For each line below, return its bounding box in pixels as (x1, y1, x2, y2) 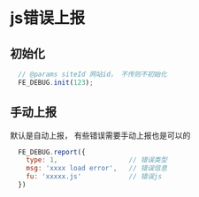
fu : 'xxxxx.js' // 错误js (26, 172, 163, 181)
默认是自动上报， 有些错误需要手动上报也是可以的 (10, 130, 191, 140)
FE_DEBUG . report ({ (18, 148, 87, 156)
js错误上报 (10, 8, 86, 28)
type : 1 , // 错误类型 (26, 155, 167, 164)
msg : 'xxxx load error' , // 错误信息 (26, 164, 167, 173)
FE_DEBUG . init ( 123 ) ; (18, 78, 94, 87)
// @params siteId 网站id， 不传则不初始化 (18, 70, 167, 79)
